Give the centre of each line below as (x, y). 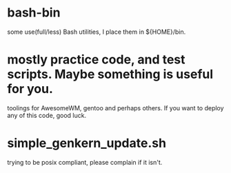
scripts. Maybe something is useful (110, 74)
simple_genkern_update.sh (87, 143)
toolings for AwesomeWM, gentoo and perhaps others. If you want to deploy (115, 108)
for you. (30, 89)
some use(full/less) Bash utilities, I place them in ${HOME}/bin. (97, 32)
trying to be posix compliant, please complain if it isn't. (85, 162)
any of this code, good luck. (47, 115)
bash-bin (34, 13)
